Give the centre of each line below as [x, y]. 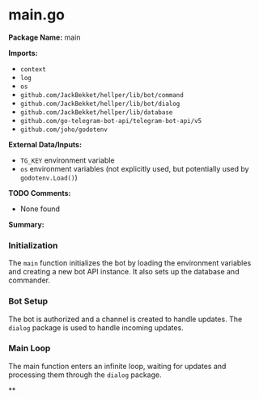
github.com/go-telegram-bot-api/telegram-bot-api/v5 [111, 121]
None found [40, 209]
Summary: [26, 224]
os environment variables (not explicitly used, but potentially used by [134, 168]
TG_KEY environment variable [67, 160]
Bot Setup [28, 301]
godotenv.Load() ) [49, 177]
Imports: [23, 53]
